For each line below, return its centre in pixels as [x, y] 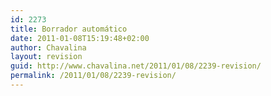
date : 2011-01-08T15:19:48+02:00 [80, 38]
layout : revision [46, 57]
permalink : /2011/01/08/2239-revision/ [93, 76]
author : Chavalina [48, 47]
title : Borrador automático [69, 29]
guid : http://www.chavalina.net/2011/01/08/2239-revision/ [136, 66]
